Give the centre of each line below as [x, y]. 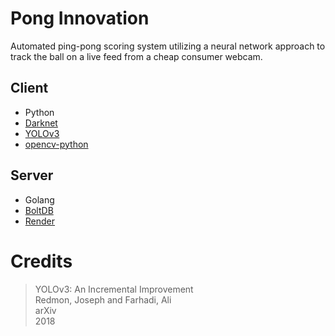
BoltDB [39, 210]
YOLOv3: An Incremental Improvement [114, 289]
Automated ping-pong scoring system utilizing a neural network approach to [168, 46]
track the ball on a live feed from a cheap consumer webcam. [136, 56]
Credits [41, 261]
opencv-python [56, 144]
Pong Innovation [80, 18]
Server [32, 175]
